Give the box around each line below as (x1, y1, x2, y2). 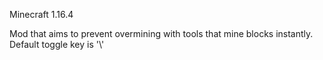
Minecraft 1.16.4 (9, 9, 74, 20)
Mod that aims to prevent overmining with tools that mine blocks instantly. (9, 28, 314, 39)
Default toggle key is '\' (9, 39, 105, 50)
